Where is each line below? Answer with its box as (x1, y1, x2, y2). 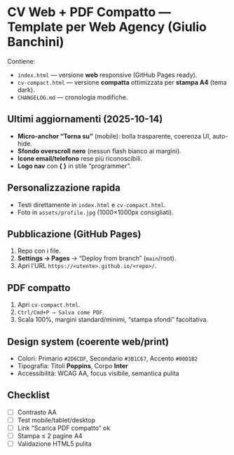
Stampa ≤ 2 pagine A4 (17, 432, 83, 440)
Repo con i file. (17, 246, 61, 255)
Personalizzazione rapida (7, 182, 121, 194)
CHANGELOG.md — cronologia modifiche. (17, 92, 128, 101)
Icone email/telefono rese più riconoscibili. (17, 154, 143, 162)
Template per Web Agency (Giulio (7, 19, 207, 35)
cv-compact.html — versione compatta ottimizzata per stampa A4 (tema (17, 78, 227, 86)
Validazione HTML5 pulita (17, 440, 92, 448)
